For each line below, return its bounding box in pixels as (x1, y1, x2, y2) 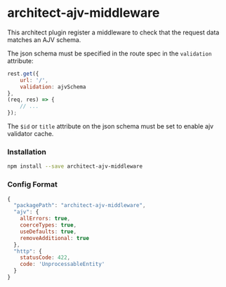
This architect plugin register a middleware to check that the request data (7, 28, 220, 36)
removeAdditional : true (20, 234, 90, 241)
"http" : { (13, 248, 42, 255)
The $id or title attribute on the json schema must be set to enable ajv (7, 122, 214, 131)
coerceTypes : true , (20, 222, 77, 229)
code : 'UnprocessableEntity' (20, 261, 105, 268)
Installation (7, 147, 47, 156)
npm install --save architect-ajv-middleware (7, 163, 142, 170)
